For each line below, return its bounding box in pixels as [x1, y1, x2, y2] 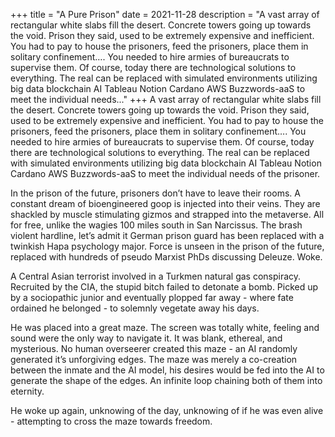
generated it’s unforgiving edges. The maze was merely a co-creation [10, 354, 298, 365]
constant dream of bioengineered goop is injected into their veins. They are [10, 198, 321, 209]
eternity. [10, 385, 45, 397]
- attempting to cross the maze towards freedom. [10, 415, 213, 427]
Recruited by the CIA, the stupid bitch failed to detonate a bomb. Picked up [10, 281, 319, 293]
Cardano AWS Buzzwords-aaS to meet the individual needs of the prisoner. [10, 168, 321, 179]
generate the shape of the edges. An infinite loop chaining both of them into [10, 375, 323, 386]
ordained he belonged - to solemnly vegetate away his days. [10, 302, 260, 314]
